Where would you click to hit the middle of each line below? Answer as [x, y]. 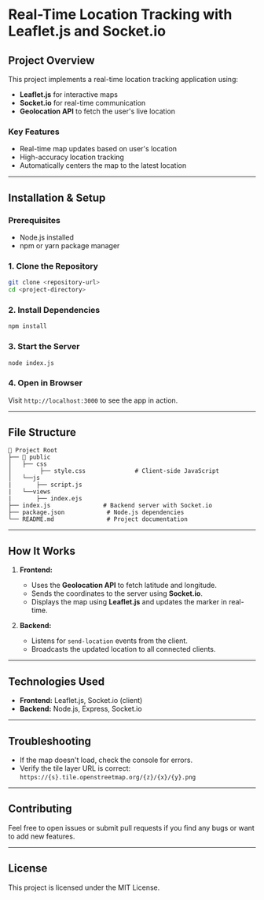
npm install [27, 326]
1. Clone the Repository [53, 266]
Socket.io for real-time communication [82, 103]
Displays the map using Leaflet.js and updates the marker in [129, 602]
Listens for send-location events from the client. [110, 641]
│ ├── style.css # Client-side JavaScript [114, 471]
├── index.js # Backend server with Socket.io [110, 506]
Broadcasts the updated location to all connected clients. [123, 649]
